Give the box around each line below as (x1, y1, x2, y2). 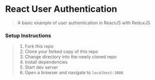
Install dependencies (24, 59, 68, 65)
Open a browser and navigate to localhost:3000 (24, 70, 124, 76)
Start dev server (24, 64, 58, 70)
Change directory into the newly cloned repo (24, 54, 117, 60)
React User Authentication (5, 3, 117, 15)
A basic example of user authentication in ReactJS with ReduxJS (17, 20, 151, 26)
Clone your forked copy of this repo (24, 48, 98, 55)
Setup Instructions (5, 32, 51, 39)
